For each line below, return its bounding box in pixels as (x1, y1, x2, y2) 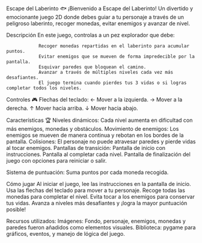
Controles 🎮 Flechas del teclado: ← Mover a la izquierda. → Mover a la (6, 96, 182, 103)
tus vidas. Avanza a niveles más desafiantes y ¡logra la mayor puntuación (6, 200, 188, 206)
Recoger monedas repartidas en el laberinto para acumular (38, 43, 189, 49)
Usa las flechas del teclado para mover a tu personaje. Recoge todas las (6, 187, 185, 194)
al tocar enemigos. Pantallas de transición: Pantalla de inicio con (6, 145, 166, 151)
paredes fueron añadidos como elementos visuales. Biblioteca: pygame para (6, 224, 196, 231)
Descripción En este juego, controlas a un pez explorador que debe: (6, 32, 175, 38)
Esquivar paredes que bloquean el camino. (38, 64, 147, 70)
